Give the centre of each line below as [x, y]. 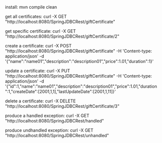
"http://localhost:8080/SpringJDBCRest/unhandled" [57, 135]
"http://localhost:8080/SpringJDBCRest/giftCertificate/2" [62, 36]
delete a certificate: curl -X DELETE [41, 101]
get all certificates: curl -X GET [36, 16]
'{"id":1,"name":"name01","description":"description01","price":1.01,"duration [81, 86]
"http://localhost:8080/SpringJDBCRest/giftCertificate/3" [62, 106]
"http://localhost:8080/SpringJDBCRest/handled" [54, 121]
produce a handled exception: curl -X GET [47, 116]
